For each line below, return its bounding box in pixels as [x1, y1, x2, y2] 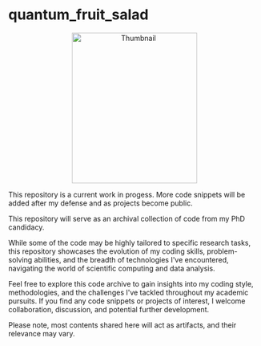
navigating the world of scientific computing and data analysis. [8, 263, 215, 273]
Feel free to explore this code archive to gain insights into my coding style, [8, 279, 254, 288]
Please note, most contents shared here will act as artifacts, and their [8, 320, 237, 330]
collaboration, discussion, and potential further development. [8, 304, 210, 314]
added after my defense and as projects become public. [8, 198, 194, 208]
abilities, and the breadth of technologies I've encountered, [34, 254, 230, 264]
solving [8, 254, 33, 264]
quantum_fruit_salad [8, 6, 149, 24]
